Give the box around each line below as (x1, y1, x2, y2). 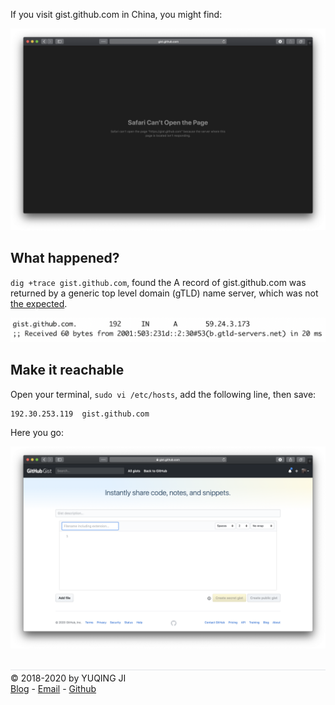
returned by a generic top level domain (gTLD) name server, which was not (10, 287, 319, 299)
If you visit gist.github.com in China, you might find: (10, 9, 223, 20)
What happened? (10, 250, 120, 267)
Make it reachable (10, 362, 125, 379)
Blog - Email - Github (10, 682, 97, 694)
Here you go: (10, 426, 64, 438)
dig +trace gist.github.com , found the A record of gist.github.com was (10, 276, 307, 288)
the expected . (10, 297, 68, 309)
